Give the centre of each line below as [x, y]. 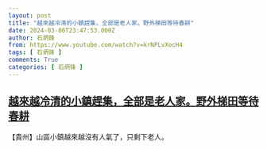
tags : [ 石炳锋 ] [35, 52]
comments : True [33, 60]
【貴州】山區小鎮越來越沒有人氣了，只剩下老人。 [88, 136]
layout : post [30, 15]
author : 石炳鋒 [31, 38]
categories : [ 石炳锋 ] [46, 67]
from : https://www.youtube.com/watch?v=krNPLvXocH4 [95, 45]
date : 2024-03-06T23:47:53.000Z [62, 30]
